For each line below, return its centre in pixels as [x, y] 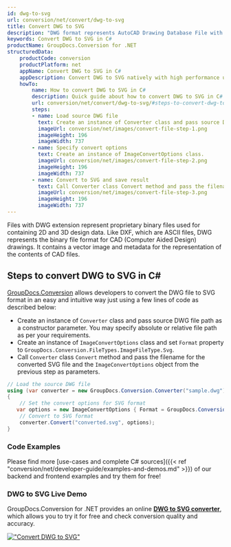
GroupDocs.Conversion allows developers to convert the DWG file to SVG [111, 292]
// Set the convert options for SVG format [83, 403]
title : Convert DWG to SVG [46, 26]
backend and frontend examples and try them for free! [84, 476]
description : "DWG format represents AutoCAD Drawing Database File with [115, 33]
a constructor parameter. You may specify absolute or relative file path [117, 328]
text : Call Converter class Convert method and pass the [121, 186]
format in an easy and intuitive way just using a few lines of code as [103, 299]
